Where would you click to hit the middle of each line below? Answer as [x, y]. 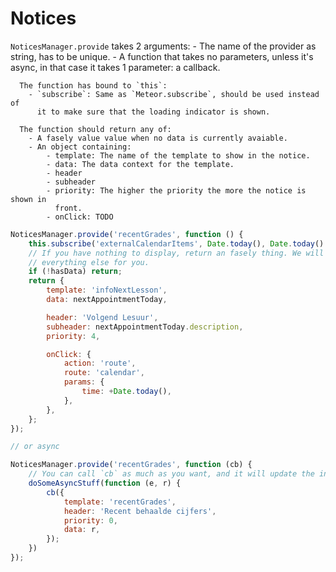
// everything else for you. [89, 262]
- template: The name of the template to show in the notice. [178, 155]
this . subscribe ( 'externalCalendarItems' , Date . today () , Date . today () [176, 243]
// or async [35, 447]
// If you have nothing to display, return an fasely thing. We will [176, 253]
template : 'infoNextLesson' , [107, 290]
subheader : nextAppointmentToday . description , [145, 327]
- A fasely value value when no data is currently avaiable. [158, 138]
